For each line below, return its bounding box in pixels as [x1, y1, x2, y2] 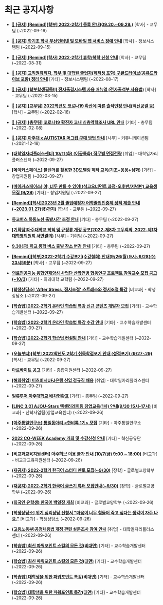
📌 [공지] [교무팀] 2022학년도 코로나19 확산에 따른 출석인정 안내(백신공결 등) [11, 103, 155, 109]
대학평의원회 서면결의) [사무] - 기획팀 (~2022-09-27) [11, 233, 114, 239]
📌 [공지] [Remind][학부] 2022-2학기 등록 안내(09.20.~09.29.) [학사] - [11, 21, 149, 27]
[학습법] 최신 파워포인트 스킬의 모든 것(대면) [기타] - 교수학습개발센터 [11, 558, 142, 564]
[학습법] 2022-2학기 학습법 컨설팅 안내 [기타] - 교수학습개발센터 [11, 335, 134, 341]
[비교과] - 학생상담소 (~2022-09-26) [20, 516, 91, 522]
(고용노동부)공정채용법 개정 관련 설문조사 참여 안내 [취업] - [11, 526, 122, 532]
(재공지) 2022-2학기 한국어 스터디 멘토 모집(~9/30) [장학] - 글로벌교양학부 [11, 467, 155, 473]
